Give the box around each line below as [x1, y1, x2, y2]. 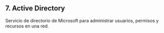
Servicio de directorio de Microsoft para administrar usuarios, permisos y [5, 17, 159, 23]
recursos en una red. [5, 23, 49, 29]
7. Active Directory [5, 4, 65, 13]
